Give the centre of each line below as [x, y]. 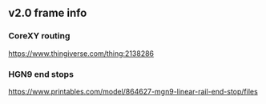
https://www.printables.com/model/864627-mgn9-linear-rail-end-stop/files [133, 91]
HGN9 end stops [41, 74]
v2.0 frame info [48, 13]
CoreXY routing [39, 36]
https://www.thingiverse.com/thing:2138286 [81, 53]
